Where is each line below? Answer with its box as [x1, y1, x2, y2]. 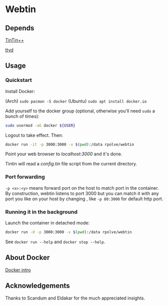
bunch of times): [5, 113, 39, 119]
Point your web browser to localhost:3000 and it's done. [5, 151, 123, 157]
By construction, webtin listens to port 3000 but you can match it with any [5, 190, 159, 196]
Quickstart [5, 77, 32, 84]
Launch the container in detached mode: [5, 220, 90, 226]
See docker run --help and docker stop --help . [5, 239, 105, 245]
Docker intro [5, 267, 31, 273]
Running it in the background [5, 208, 78, 215]
